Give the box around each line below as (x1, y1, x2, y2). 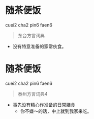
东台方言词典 (17, 32, 45, 38)
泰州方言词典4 (17, 90, 48, 97)
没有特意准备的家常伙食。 (12, 43, 67, 49)
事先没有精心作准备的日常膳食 (12, 102, 75, 108)
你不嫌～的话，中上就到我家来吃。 (20, 108, 92, 114)
